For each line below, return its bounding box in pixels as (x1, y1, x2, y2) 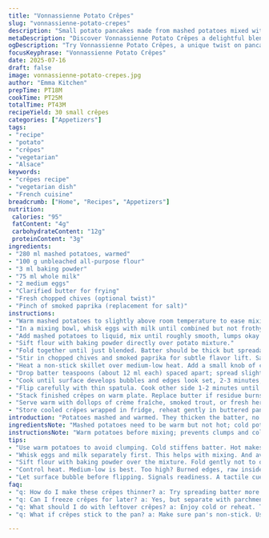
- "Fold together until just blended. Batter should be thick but (8, 347, 235, 355)
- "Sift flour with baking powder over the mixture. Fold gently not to (8, 458, 256, 467)
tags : (8, 123, 26, 131)
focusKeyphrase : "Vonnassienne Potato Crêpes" (8, 49, 167, 57)
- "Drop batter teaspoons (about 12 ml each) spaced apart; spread (8, 369, 239, 377)
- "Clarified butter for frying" (8, 287, 120, 295)
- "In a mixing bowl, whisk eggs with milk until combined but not (8, 324, 239, 332)
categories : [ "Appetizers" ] (8, 116, 102, 124)
